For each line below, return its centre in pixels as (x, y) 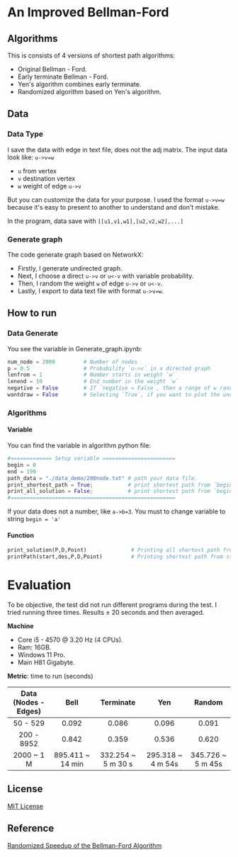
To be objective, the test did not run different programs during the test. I (112, 605)
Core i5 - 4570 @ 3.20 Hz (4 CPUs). (70, 640)
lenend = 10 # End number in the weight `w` (93, 382)
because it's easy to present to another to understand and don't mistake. (114, 207)
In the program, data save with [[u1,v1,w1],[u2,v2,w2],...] (96, 221)
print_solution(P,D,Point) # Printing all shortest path (114, 550)
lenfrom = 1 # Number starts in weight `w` (91, 375)
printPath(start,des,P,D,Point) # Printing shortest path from (115, 557)
